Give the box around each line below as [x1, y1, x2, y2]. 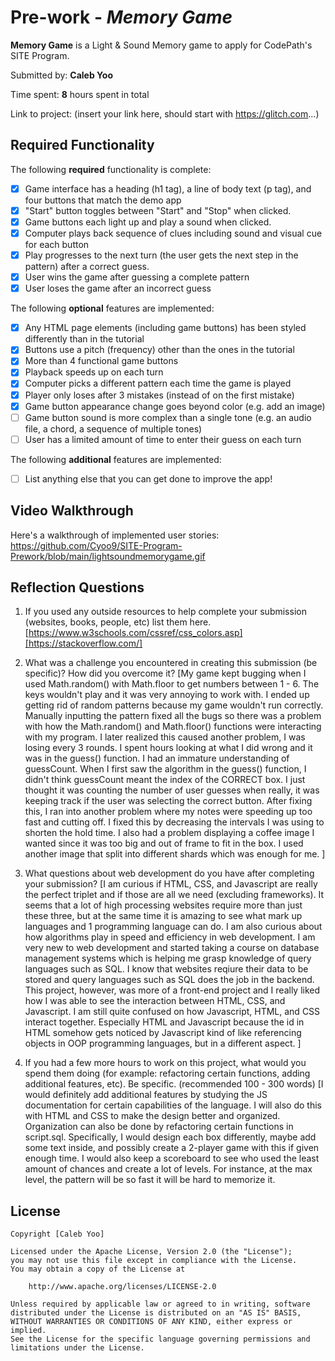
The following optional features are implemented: [10, 302, 215, 315]
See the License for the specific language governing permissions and [10, 1334, 311, 1345]
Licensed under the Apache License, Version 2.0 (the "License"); [10, 1247, 293, 1257]
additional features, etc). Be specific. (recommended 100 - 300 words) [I [24, 1078, 324, 1090]
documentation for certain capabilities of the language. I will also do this [24, 1099, 322, 1111]
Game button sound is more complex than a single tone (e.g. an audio [24, 411, 312, 423]
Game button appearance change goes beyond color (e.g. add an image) [24, 400, 326, 412]
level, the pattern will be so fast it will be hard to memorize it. [24, 1174, 276, 1186]
